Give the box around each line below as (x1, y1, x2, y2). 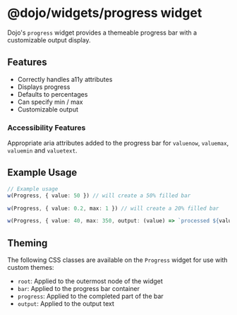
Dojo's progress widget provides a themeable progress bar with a (7, 28, 197, 37)
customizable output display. (7, 35, 91, 44)
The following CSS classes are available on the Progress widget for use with (7, 256, 228, 264)
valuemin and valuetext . (7, 146, 78, 155)
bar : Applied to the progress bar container (17, 285, 140, 293)
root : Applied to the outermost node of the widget (17, 277, 164, 285)
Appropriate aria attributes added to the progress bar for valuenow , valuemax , (7, 139, 229, 148)
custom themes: (7, 263, 54, 272)
